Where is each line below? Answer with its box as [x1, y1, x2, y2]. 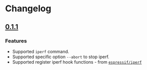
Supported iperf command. [12, 48, 69, 54]
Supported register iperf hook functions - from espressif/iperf [12, 59, 142, 65]
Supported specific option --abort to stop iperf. [12, 54, 110, 60]
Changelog [5, 3, 51, 14]
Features [5, 37, 27, 44]
